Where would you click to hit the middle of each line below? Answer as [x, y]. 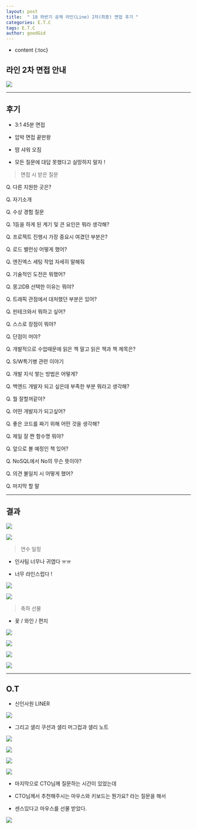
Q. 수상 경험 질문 [25, 212]
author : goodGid [26, 33]
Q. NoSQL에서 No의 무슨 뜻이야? [44, 461]
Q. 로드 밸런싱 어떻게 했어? [37, 249]
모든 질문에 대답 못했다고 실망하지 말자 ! [60, 162]
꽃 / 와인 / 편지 [31, 621]
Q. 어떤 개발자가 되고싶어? [36, 411]
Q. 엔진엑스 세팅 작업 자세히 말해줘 [45, 261]
